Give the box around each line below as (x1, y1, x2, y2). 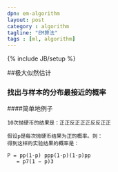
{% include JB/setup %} (7, 54, 76, 63)
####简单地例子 (7, 105, 53, 113)
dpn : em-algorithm (7, 10, 60, 17)
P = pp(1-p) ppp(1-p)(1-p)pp (7, 152, 91, 159)
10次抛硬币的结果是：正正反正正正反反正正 (7, 120, 112, 127)
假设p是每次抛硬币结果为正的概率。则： (7, 133, 104, 140)
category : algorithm (7, 23, 70, 30)
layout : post (7, 17, 45, 23)
